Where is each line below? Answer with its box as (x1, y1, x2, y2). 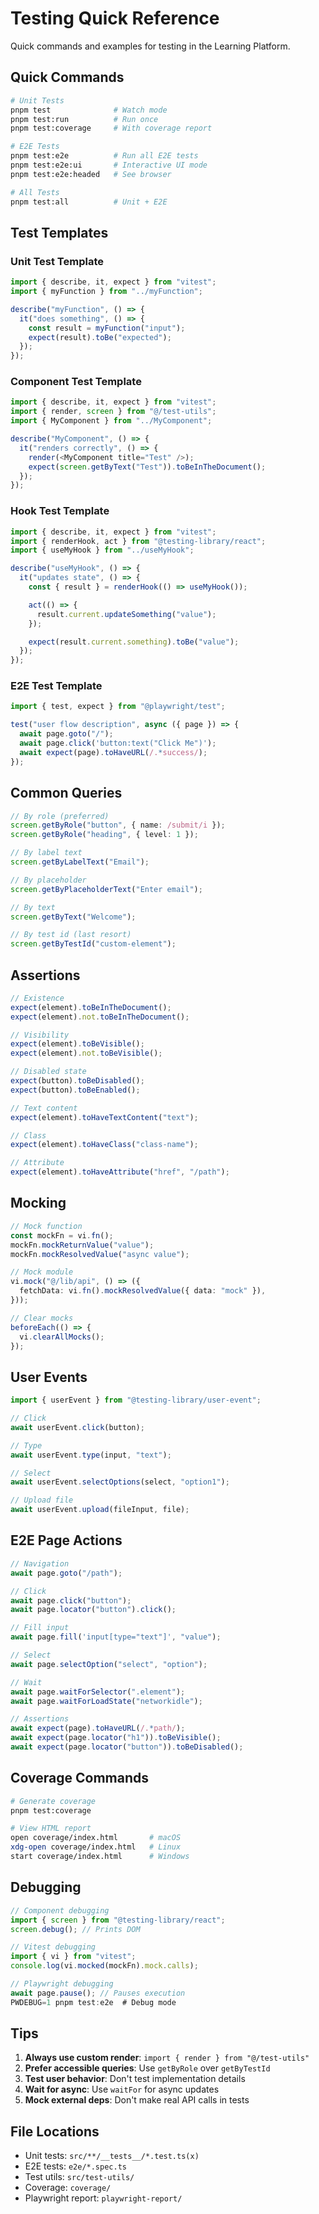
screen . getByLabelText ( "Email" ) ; (10, 857, 150, 867)
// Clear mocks (10, 1313, 74, 1323)
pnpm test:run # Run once (10, 114, 159, 124)
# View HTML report (10, 1823, 92, 1834)
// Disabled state (10, 1067, 87, 1077)
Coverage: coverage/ (24, 2182, 112, 2194)
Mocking (10, 1195, 67, 1212)
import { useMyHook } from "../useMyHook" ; (10, 545, 195, 556)
